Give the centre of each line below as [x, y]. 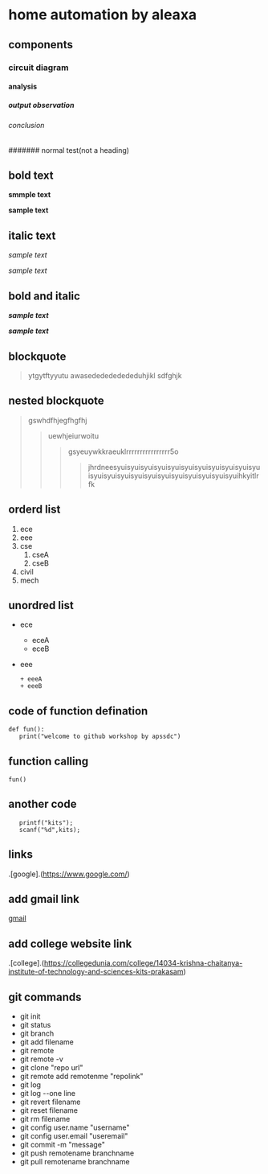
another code [43, 804]
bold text [31, 176]
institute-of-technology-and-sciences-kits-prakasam [96, 972]
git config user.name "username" [75, 1127]
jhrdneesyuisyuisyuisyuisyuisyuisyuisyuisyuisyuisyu [174, 467]
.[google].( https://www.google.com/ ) [69, 874]
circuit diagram [39, 68]
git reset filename [49, 1110]
